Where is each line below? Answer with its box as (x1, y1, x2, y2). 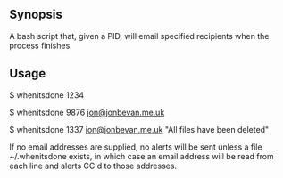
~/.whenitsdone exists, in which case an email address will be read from (9, 150, 274, 161)
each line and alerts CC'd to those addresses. (9, 160, 177, 171)
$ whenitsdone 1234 (9, 89, 85, 101)
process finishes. (9, 40, 73, 51)
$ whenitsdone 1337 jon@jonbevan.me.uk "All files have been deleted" (9, 124, 270, 134)
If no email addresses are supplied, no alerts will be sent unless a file (9, 142, 262, 152)
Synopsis (9, 7, 62, 22)
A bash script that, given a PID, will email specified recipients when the (9, 30, 270, 41)
